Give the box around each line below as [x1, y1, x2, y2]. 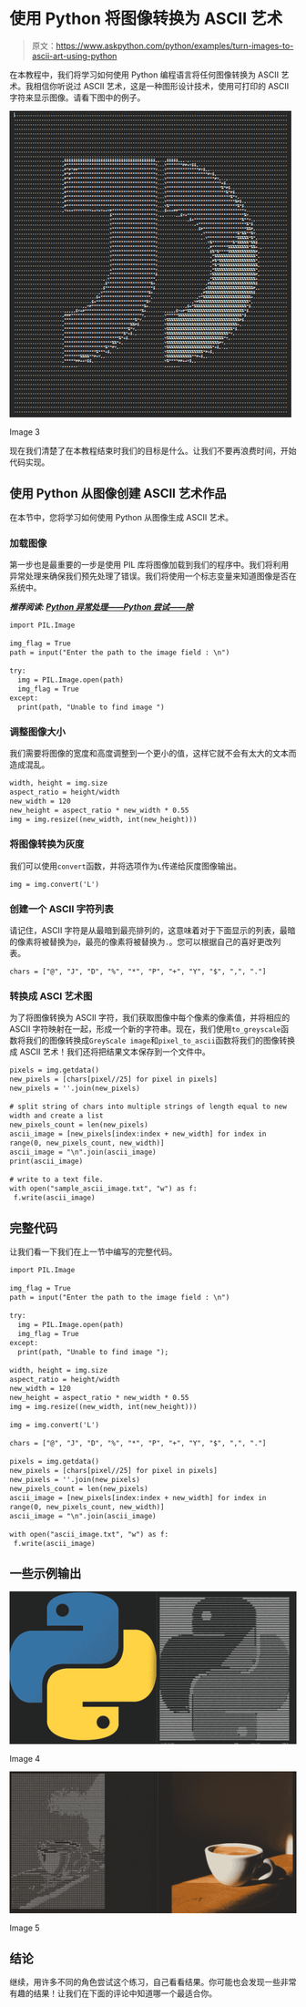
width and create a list [9, 1111, 104, 1121]
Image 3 [9, 426, 41, 437]
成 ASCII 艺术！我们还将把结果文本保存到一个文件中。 [9, 1046, 211, 1057]
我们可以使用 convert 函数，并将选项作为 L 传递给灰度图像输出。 [9, 860, 242, 871]
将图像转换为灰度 [9, 838, 85, 850]
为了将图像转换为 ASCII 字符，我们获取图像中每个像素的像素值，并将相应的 [9, 1013, 291, 1024]
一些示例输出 [9, 1566, 82, 1581]
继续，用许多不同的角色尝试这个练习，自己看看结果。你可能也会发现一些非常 [9, 1977, 297, 1988]
